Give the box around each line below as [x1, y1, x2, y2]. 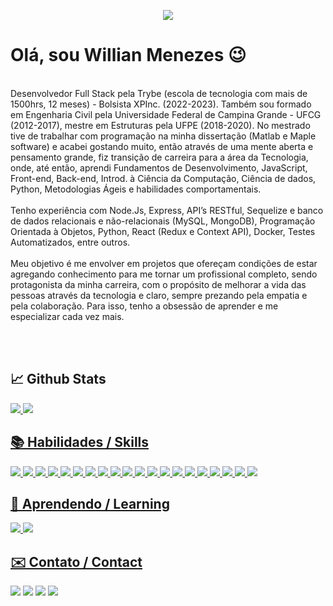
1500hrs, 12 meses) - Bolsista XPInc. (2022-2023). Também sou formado [10, 98, 312, 110]
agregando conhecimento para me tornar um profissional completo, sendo [10, 268, 318, 280]
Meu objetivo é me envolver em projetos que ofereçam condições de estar [10, 257, 318, 269]
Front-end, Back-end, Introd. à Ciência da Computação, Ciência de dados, [10, 172, 317, 184]
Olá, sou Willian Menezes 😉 [10, 44, 247, 67]
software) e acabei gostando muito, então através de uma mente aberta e [10, 140, 314, 152]
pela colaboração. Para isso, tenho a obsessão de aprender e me [10, 300, 279, 312]
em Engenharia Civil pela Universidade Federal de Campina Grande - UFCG [10, 108, 322, 120]
